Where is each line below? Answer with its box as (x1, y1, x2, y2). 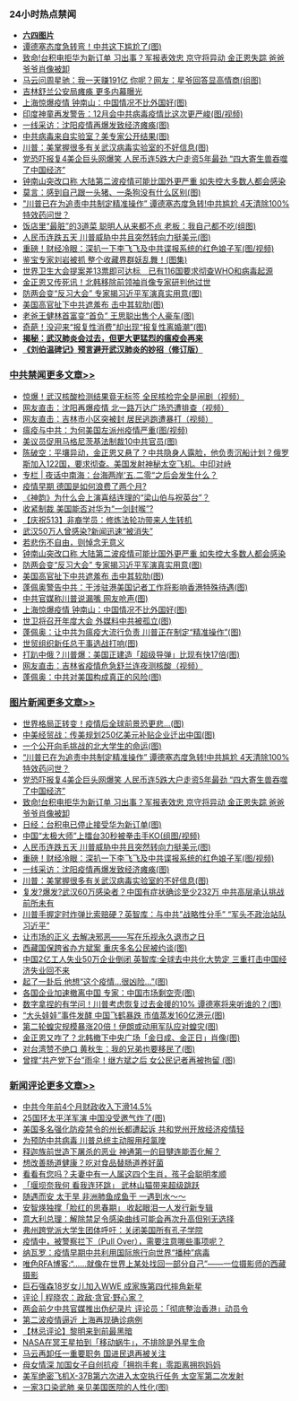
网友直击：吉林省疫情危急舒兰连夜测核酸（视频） (21, 660, 203, 670)
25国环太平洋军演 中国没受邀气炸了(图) (21, 1113, 166, 1124)
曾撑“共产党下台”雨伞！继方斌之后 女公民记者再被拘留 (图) (21, 1055, 236, 1065)
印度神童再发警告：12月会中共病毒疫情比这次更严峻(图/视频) (21, 109, 243, 119)
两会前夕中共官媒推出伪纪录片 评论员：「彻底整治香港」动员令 (21, 1303, 249, 1314)
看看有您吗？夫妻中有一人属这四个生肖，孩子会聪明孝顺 (21, 1169, 226, 1179)
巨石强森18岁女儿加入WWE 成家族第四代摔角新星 (21, 1281, 203, 1292)
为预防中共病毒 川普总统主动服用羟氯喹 (21, 1135, 167, 1146)
